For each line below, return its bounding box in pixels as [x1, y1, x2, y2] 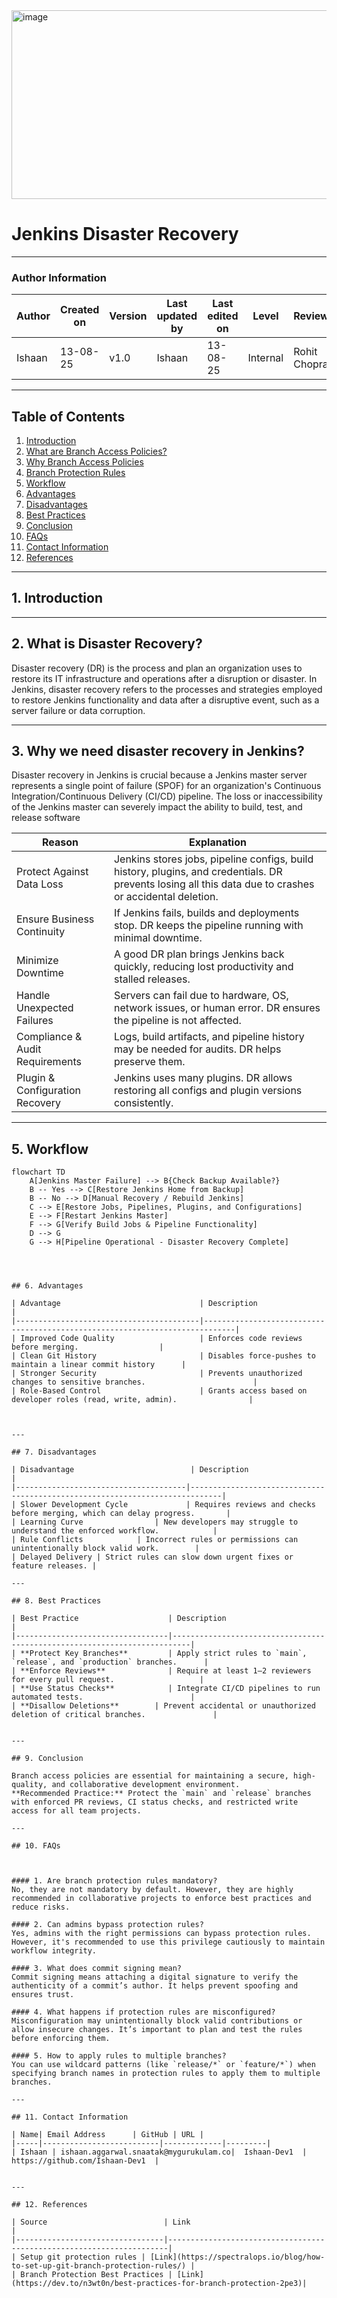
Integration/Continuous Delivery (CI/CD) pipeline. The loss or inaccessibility [11, 790, 323, 803]
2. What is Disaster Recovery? [11, 635, 203, 653]
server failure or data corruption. [11, 704, 146, 716]
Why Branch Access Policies [25, 456, 144, 468]
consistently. [113, 1096, 174, 1110]
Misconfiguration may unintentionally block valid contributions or [11, 2016, 303, 2026]
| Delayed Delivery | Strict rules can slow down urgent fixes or [11, 1552, 294, 1563]
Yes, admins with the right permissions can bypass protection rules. [11, 1929, 312, 1939]
